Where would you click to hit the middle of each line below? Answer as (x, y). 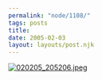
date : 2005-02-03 (37, 38)
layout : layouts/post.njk (51, 45)
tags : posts (28, 23)
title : (19, 30)
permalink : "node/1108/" (49, 15)
